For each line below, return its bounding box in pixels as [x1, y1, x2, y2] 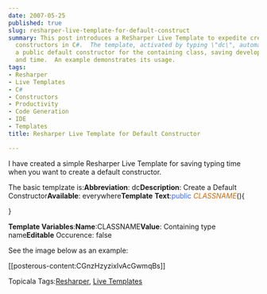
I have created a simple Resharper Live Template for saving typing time [8, 158, 241, 168]
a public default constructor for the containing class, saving [15, 48, 233, 56]
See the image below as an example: [8, 246, 129, 255]
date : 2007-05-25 [8, 11, 66, 20]
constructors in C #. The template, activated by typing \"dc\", [15, 41, 237, 49]
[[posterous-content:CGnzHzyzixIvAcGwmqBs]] [8, 261, 166, 270]
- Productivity [8, 100, 59, 108]
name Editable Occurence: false [8, 230, 113, 239]
